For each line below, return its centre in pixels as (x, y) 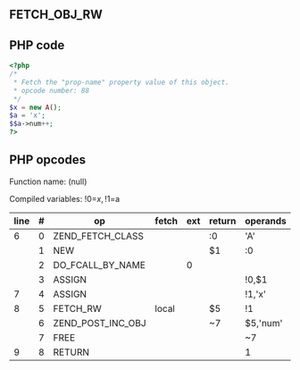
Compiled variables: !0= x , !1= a (65, 198)
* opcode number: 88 (51, 90)
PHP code (37, 45)
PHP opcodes (48, 160)
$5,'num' (264, 323)
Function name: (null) (48, 181)
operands (266, 221)
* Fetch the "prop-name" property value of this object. (121, 82)
